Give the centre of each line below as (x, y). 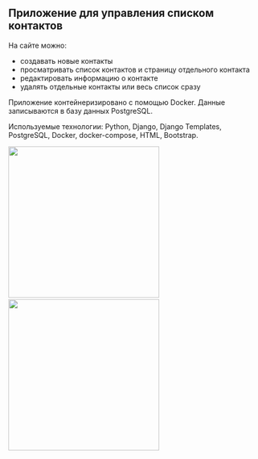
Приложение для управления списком (111, 13)
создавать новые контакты (66, 61)
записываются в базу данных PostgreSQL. (81, 111)
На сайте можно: (37, 45)
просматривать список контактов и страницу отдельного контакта (135, 69)
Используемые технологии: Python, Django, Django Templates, (115, 126)
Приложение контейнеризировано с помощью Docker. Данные (117, 102)
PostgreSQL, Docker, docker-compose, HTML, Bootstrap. (103, 135)
